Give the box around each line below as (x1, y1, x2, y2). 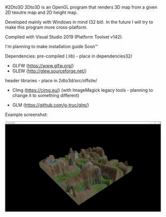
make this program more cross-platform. (5, 24, 88, 30)
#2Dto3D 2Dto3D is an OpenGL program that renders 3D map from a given (5, 4, 157, 10)
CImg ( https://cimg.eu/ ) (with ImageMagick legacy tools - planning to (12, 87, 153, 93)
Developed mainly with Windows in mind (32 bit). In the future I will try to (5, 19, 153, 25)
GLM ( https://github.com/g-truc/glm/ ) (12, 102, 89, 108)
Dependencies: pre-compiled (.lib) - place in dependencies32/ (5, 53, 132, 59)
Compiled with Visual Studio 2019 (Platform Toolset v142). (5, 34, 124, 40)
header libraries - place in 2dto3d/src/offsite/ (5, 78, 97, 83)
